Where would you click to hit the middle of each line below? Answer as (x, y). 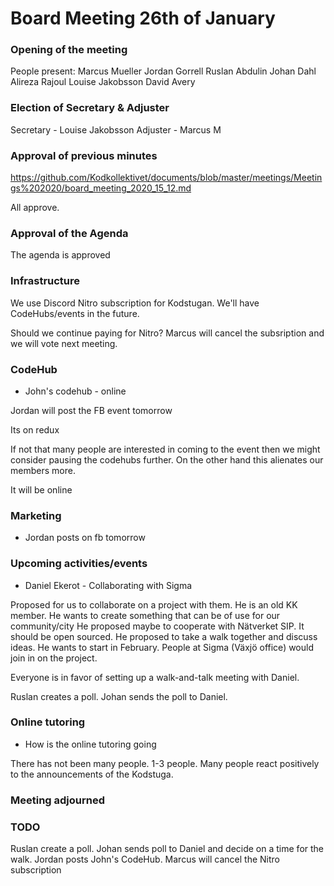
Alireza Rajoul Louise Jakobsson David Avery (103, 82)
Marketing (36, 515)
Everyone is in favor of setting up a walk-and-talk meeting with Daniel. (155, 677)
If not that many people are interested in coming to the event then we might (165, 449)
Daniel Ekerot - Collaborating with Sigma (108, 585)
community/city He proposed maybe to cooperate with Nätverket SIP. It (157, 626)
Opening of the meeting (69, 50)
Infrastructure (45, 281)
